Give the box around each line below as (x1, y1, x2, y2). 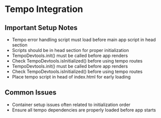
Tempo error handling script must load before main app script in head (12, 36, 156, 42)
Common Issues (5, 88, 57, 97)
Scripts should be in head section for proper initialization (12, 47, 129, 53)
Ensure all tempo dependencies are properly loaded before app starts (12, 106, 156, 113)
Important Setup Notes (5, 23, 78, 32)
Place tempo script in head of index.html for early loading (12, 74, 131, 79)
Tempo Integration (5, 3, 83, 15)
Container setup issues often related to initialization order (12, 101, 131, 107)
